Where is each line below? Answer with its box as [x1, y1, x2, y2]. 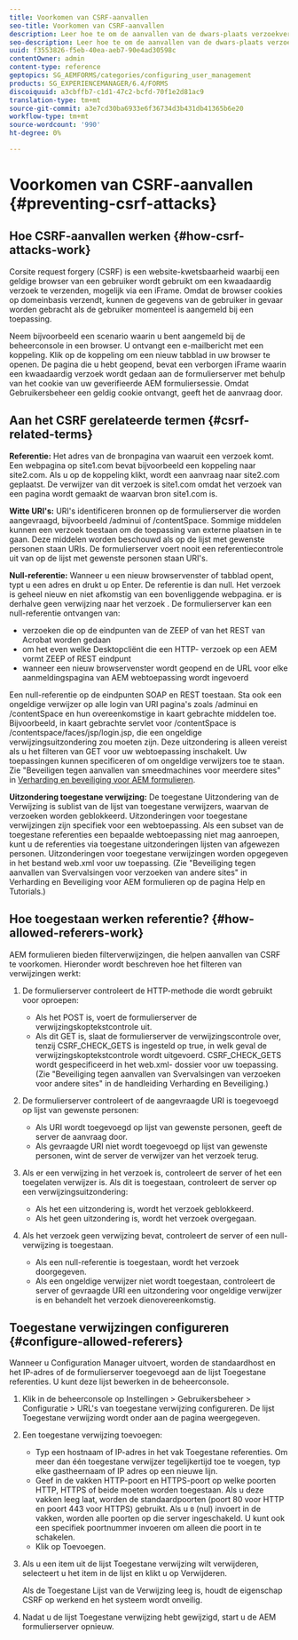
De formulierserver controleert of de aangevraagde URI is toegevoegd [21, 1095, 279, 1106]
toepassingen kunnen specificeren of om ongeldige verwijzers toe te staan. [9, 755, 286, 766]
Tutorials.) [9, 886, 46, 896]
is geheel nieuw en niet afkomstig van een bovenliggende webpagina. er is [9, 588, 282, 600]
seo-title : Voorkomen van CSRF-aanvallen [9, 21, 165, 30]
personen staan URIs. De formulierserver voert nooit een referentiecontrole [9, 543, 284, 553]
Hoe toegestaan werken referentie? [9, 912, 210, 927]
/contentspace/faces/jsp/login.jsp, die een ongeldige [9, 727, 202, 737]
